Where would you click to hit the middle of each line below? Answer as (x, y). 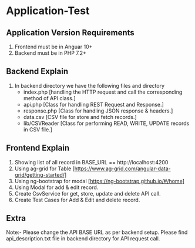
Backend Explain (37, 72)
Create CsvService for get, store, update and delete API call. (88, 193)
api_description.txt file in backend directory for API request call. (83, 239)
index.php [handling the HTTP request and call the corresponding (103, 92)
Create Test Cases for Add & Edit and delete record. (77, 200)
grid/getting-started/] (41, 174)
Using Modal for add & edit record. (56, 187)
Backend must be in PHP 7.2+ (51, 53)
